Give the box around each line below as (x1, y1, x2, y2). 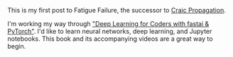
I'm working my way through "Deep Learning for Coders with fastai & (7, 20, 210, 27)
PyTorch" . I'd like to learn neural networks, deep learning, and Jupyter (7, 27, 212, 35)
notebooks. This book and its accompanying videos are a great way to (7, 34, 213, 43)
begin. (7, 42, 26, 50)
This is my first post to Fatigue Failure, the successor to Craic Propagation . (7, 6, 226, 14)
